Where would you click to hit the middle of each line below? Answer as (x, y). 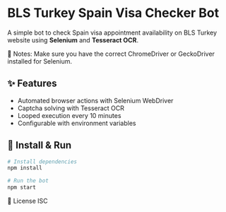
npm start (22, 188)
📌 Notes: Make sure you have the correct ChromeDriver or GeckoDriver (111, 54)
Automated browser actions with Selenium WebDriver (95, 100)
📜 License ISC (28, 201)
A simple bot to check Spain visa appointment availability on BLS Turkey (112, 33)
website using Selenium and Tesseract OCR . (73, 40)
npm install (25, 168)
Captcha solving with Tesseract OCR (71, 108)
